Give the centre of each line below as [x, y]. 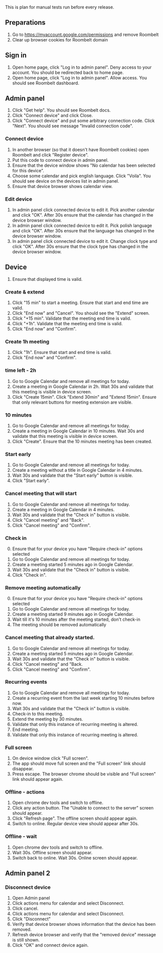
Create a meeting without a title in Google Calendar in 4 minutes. [78, 470]
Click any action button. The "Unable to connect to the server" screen [83, 808]
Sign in [16, 56]
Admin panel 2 [28, 873]
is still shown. [26, 940]
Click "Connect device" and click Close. [53, 115]
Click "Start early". [31, 481]
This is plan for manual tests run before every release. [60, 7]
